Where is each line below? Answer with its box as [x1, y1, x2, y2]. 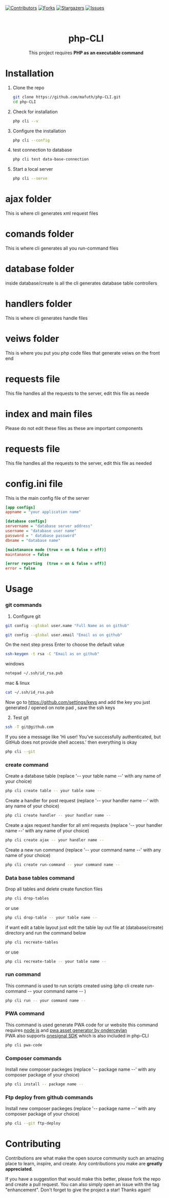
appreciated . [5, 1166, 33, 1172]
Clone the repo [12, 85, 45, 91]
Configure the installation [12, 128, 67, 134]
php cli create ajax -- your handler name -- [5, 837, 104, 843]
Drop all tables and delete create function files [5, 886, 103, 892]
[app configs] [5, 505, 36, 510]
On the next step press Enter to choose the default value [5, 641, 124, 648]
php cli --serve [12, 176, 48, 181]
